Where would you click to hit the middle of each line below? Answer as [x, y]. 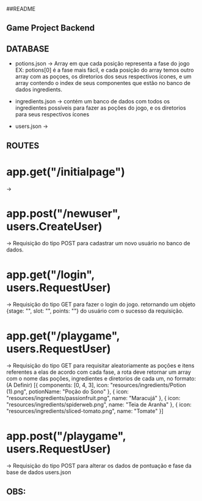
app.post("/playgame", [66, 436]
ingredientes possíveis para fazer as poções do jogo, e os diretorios [100, 108]
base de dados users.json [39, 472]
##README [21, 9]
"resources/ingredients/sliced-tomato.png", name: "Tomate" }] [85, 411]
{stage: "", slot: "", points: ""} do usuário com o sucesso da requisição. [95, 311]
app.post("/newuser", [63, 213]
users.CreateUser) [54, 226]
